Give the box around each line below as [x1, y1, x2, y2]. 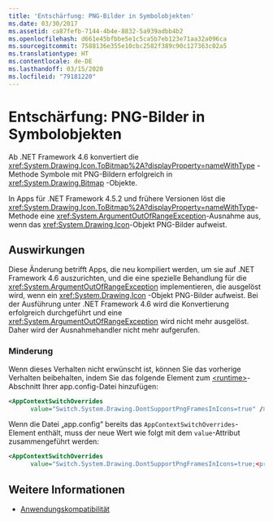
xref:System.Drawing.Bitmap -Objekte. [8, 178, 138, 187]
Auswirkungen [8, 243, 85, 257]
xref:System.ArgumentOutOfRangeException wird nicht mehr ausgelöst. [8, 317, 249, 327]
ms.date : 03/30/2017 [8, 20, 79, 28]
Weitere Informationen [8, 482, 126, 497]
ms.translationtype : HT [8, 50, 89, 58]
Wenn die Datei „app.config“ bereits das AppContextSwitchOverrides [8, 419, 236, 429]
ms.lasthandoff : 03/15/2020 [8, 65, 104, 73]
